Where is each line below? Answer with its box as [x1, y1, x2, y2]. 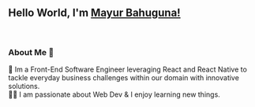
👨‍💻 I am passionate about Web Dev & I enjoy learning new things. [8, 90, 221, 99]
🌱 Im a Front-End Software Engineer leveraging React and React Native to [8, 65, 247, 74]
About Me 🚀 [8, 46, 54, 57]
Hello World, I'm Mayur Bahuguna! [8, 6, 181, 20]
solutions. [8, 82, 40, 91]
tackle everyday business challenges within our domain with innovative [8, 73, 239, 83]
